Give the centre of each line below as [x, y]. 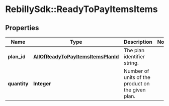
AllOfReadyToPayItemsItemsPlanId [76, 57]
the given [135, 90]
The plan [134, 50]
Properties [22, 28]
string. [131, 63]
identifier [134, 57]
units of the [137, 77]
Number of [136, 71]
